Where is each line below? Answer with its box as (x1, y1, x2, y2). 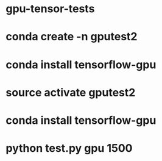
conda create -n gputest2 (5, 30, 138, 44)
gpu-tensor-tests (5, 2, 95, 16)
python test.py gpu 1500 (5, 141, 133, 156)
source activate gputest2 (5, 85, 136, 99)
